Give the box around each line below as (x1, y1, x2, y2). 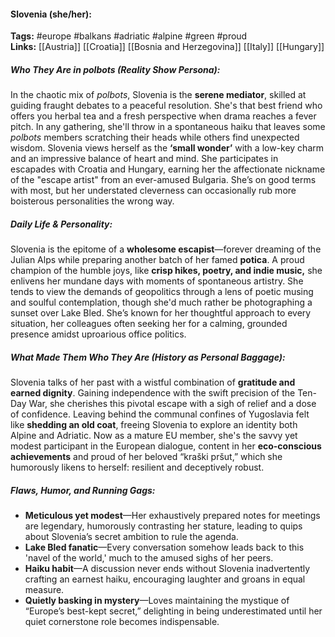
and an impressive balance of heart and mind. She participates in (10, 153, 279, 165)
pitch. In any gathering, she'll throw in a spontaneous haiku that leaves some (10, 121, 326, 133)
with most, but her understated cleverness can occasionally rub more (10, 185, 297, 197)
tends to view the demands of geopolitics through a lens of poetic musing (10, 286, 314, 298)
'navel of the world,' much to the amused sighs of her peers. (24, 552, 274, 564)
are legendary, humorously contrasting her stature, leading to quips (24, 520, 303, 532)
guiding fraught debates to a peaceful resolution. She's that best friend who (10, 100, 323, 112)
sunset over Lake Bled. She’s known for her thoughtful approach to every (10, 307, 312, 319)
